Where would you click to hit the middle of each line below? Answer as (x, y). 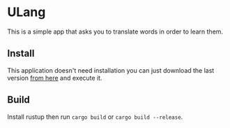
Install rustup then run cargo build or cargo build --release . (95, 117)
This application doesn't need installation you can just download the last (111, 70)
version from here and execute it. (55, 78)
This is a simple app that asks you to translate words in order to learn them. (115, 31)
